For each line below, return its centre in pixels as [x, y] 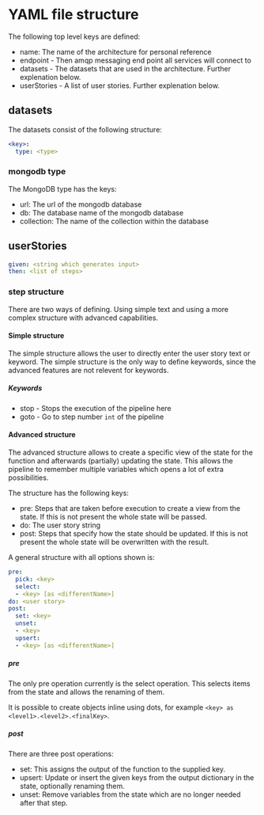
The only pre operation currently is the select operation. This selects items [129, 684]
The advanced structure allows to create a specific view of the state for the [130, 452]
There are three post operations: [61, 753]
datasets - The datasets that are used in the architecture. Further [125, 68]
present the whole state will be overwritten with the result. [114, 542]
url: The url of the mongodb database [81, 204]
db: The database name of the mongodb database [102, 212]
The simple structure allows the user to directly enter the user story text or [129, 353]
